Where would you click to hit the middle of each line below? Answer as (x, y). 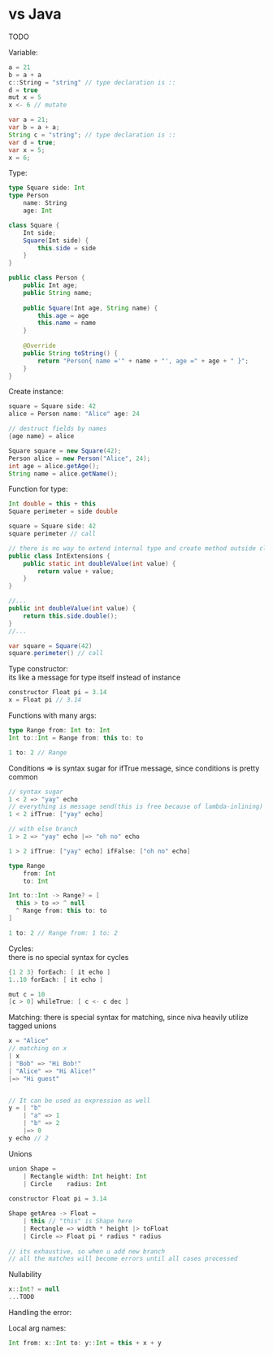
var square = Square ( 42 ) (50, 646)
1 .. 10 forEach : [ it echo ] (56, 979)
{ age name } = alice (41, 436)
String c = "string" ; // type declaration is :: (92, 135)
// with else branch (43, 829)
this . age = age (63, 315)
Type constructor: (39, 669)
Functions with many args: (52, 715)
